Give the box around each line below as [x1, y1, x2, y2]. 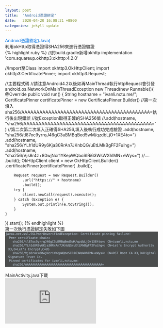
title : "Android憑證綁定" [5, 13, 57, 18]
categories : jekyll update [5, 23, 60, 28]
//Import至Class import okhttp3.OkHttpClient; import [5, 66, 110, 71]
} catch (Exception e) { [14, 197, 64, 202]
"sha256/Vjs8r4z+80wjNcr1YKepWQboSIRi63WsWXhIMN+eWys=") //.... [5, 153, 150, 159]
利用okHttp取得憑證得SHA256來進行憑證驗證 [5, 44, 95, 49]
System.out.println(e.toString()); [22, 202, 95, 207]
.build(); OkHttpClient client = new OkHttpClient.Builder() [5, 158, 119, 164]
